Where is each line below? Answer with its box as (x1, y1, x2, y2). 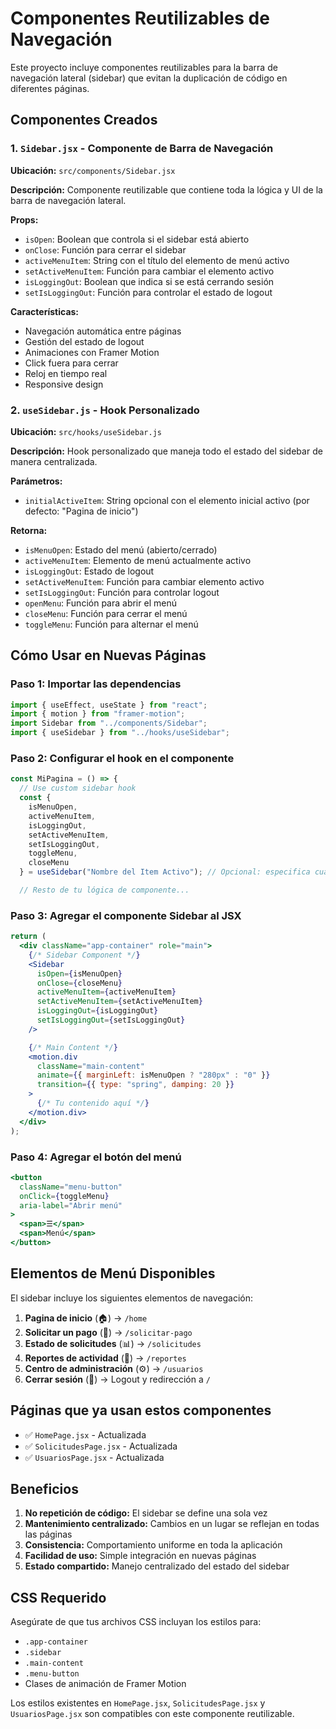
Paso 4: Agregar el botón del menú (10, 1150, 182, 1164)
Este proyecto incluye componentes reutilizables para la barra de (10, 61, 278, 73)
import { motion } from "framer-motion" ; (10, 709, 186, 719)
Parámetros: (10, 475, 63, 487)
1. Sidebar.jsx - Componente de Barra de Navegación (10, 142, 274, 156)
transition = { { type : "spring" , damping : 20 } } (36, 1080, 235, 1090)
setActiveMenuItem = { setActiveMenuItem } (36, 997, 203, 1007)
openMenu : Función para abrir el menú (24, 597, 177, 609)
